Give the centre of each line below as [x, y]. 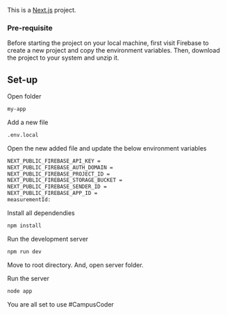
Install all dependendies [41, 213]
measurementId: [29, 200]
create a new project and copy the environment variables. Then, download [114, 51]
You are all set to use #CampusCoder [61, 304]
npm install [24, 225]
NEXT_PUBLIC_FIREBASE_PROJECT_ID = [59, 174]
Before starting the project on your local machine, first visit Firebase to [108, 43]
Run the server [28, 278]
